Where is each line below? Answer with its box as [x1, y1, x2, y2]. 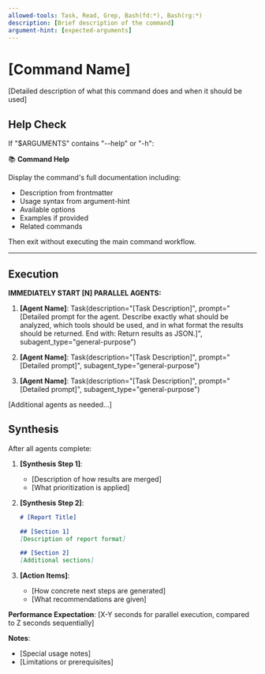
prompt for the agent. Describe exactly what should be [50, 311, 229, 321]
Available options [19, 205, 76, 214]
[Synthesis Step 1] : [19, 459, 83, 469]
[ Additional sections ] [19, 556, 95, 565]
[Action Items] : [19, 570, 70, 581]
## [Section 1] [19, 527, 70, 536]
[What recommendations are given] [31, 594, 147, 604]
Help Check [8, 118, 67, 131]
